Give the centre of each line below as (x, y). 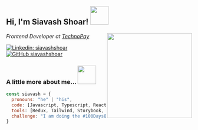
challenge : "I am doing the (46, 116)
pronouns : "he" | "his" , (42, 99)
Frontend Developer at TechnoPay (48, 36)
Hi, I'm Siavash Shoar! (47, 22)
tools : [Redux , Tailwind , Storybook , (58, 110)
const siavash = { (29, 94)
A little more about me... (41, 82)
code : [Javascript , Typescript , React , (60, 105)
